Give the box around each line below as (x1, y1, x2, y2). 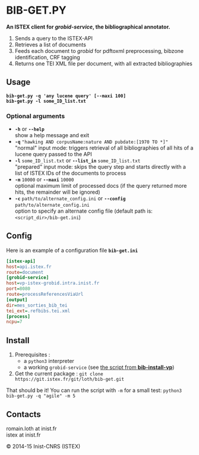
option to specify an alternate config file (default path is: (14, 207, 153, 214)
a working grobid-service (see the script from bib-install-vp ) (23, 364, 175, 371)
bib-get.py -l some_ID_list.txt (6, 98, 86, 104)
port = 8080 (6, 286, 31, 292)
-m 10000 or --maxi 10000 (14, 176, 74, 183)
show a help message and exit (14, 132, 89, 139)
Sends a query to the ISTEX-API (14, 34, 93, 42)
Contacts (6, 409, 42, 419)
